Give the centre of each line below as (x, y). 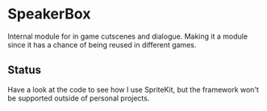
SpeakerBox (49, 14)
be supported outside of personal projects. (79, 98)
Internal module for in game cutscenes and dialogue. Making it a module (127, 36)
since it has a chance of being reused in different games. (102, 44)
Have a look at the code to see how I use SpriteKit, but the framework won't (133, 89)
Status (25, 70)
